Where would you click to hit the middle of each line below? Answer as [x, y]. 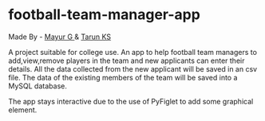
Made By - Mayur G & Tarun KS [60, 37]
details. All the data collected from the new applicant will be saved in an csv [133, 68]
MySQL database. [38, 86]
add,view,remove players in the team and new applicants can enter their [127, 60]
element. [23, 110]
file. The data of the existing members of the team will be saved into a [123, 77]
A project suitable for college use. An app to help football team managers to [133, 52]
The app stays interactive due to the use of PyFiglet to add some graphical [131, 101]
